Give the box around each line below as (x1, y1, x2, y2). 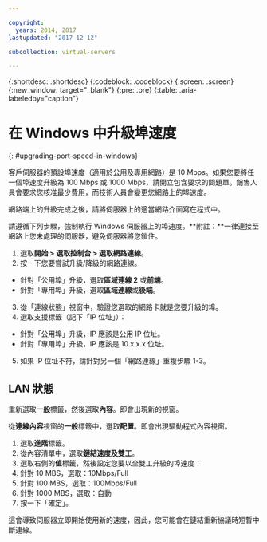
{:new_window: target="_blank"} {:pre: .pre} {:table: (8, 85, 178, 95)
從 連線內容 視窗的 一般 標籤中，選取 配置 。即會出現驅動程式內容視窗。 (8, 421, 232, 431)
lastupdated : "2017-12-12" (8, 34, 98, 42)
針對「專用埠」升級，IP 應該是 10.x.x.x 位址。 (19, 339, 169, 349)
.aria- (179, 85, 197, 95)
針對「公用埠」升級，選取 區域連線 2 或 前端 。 (19, 275, 168, 285)
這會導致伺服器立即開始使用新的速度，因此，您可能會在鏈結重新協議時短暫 (8, 516, 253, 524)
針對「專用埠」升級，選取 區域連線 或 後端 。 (19, 285, 160, 295)
